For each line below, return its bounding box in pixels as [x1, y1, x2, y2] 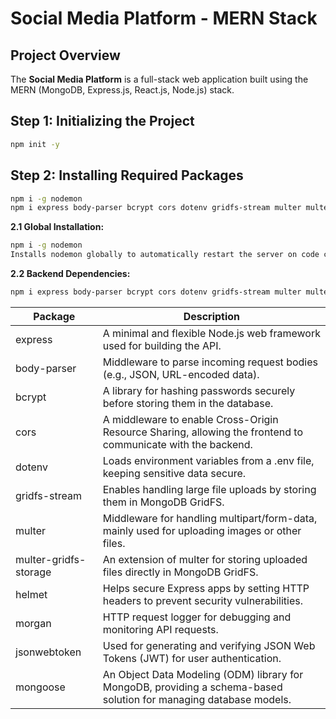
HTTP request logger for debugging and [102, 610, 292, 624]
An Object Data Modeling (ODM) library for [102, 667, 304, 681]
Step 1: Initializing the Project [10, 113, 195, 130]
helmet [15, 587, 48, 601]
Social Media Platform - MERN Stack [10, 7, 318, 30]
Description [183, 309, 241, 323]
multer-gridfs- [15, 552, 87, 566]
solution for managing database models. [102, 692, 292, 706]
